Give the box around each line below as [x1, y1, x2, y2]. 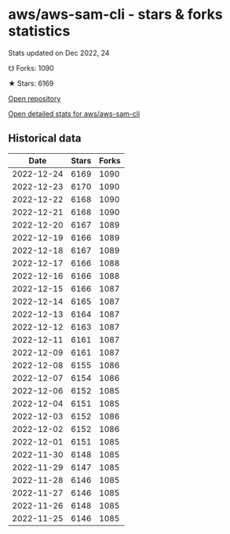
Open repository [8, 93, 61, 103]
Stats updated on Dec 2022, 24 [8, 48, 110, 57]
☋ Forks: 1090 [8, 63, 55, 72]
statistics [8, 22, 71, 40]
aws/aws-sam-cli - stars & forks [8, 5, 224, 24]
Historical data [8, 132, 82, 145]
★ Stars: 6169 [8, 79, 54, 88]
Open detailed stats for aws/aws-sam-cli [8, 108, 141, 119]
